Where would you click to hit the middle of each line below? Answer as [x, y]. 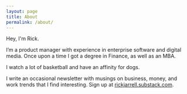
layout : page [22, 11]
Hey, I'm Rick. [22, 39]
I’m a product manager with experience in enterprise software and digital [94, 50]
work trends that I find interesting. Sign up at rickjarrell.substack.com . [90, 85]
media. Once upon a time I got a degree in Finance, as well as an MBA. [91, 56]
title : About [22, 17]
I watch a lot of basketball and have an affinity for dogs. [73, 67]
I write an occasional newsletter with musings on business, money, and [91, 78]
